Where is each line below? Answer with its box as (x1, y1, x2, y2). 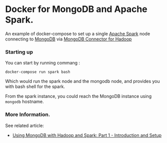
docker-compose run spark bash (5, 69, 70, 74)
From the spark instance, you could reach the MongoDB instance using (5, 93, 151, 99)
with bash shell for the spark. (5, 83, 65, 89)
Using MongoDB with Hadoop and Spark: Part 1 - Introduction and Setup (12, 132, 161, 138)
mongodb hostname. (5, 98, 44, 104)
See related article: (5, 122, 44, 128)
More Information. (5, 111, 50, 118)
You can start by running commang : (5, 60, 80, 66)
